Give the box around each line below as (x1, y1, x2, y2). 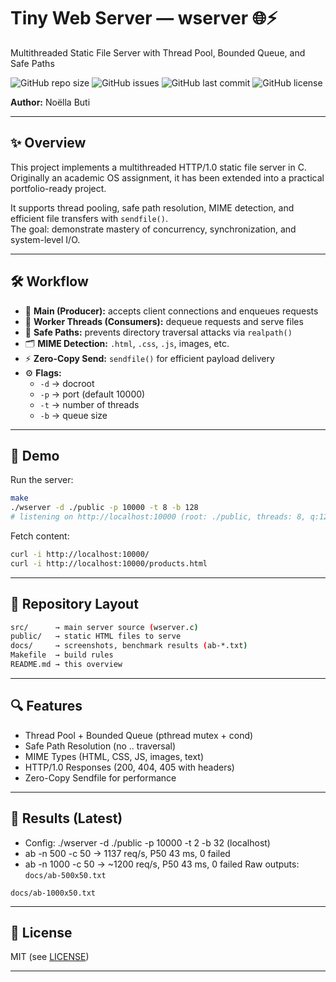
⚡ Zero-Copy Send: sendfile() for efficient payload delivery (24, 352, 275, 364)
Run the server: (10, 474, 74, 486)
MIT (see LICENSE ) (10, 951, 90, 963)
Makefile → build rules (10, 650, 114, 660)
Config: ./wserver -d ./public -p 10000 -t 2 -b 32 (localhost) (24, 836, 271, 849)
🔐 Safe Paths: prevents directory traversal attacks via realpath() (24, 326, 293, 338)
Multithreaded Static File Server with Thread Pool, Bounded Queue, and (10, 46, 306, 59)
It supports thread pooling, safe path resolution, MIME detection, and (10, 201, 295, 214)
